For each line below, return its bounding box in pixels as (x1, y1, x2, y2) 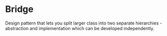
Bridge (5, 3, 34, 15)
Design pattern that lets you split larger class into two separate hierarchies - (5, 20, 162, 26)
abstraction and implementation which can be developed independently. (5, 25, 154, 31)
